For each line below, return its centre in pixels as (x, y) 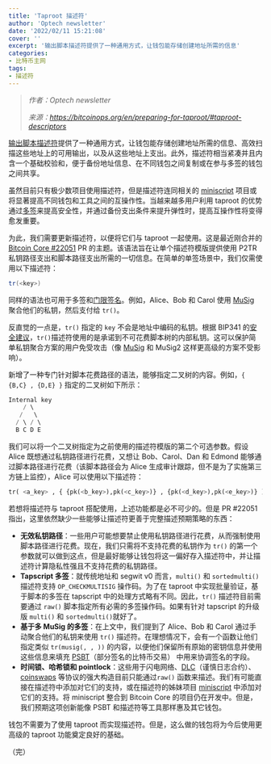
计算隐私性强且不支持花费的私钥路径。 (98, 565)
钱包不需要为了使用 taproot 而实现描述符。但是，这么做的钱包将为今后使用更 (135, 724)
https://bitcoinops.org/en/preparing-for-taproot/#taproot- (146, 117)
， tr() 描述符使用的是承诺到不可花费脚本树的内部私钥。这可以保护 (139, 337)
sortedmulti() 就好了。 (103, 616)
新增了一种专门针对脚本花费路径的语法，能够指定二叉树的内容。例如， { (127, 374)
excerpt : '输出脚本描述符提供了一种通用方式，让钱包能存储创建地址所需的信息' (124, 46)
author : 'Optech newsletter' (57, 23)
